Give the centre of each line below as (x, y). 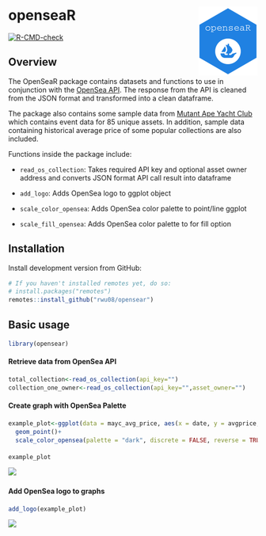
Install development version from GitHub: (75, 268)
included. (23, 139)
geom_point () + (38, 431)
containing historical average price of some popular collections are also (125, 130)
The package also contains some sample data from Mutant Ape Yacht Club (130, 113)
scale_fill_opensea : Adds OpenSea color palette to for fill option (125, 223)
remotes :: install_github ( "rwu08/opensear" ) (81, 300)
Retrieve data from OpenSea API (63, 362)
